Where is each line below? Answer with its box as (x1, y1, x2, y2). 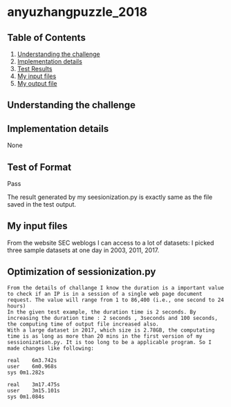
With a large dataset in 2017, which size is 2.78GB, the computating (7, 326, 215, 334)
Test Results (17, 65, 53, 73)
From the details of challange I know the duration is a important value (7, 284, 225, 291)
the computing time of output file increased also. (7, 321, 159, 328)
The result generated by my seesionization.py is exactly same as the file (7, 193, 213, 201)
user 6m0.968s (7, 363, 57, 370)
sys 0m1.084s (7, 393, 45, 400)
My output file (17, 79, 57, 87)
